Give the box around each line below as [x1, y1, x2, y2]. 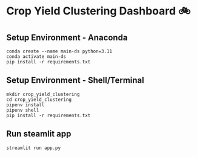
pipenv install [6, 101, 45, 108]
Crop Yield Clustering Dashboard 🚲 [6, 4, 191, 18]
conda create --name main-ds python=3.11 [6, 48, 113, 54]
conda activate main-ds [6, 54, 67, 60]
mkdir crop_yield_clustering [6, 91, 80, 97]
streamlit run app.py [6, 145, 61, 151]
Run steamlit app [6, 129, 72, 139]
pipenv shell [6, 107, 39, 113]
